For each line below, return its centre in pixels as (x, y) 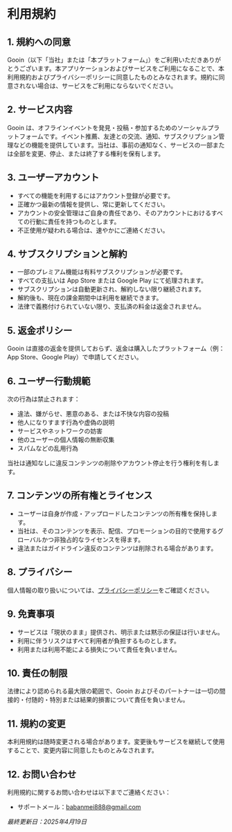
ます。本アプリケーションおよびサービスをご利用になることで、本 (131, 69)
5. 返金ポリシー (40, 331)
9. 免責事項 (31, 614)
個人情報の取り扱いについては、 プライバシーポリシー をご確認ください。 (110, 590)
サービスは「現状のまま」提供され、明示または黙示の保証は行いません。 (120, 632)
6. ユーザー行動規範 (49, 381)
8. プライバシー (40, 572)
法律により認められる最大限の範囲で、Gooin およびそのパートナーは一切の (113, 691)
